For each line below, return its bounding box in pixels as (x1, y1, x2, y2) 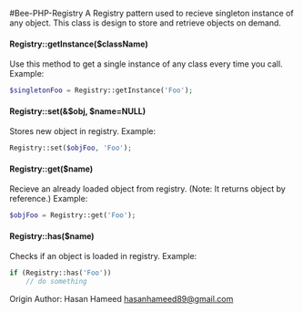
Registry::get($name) (9, 163, 94, 174)
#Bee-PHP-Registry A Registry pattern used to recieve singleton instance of (9, 8, 294, 18)
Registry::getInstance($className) (9, 38, 148, 49)
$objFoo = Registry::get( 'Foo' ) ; (9, 211, 136, 220)
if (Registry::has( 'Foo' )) (9, 268, 112, 277)
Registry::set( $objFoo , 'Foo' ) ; (9, 143, 132, 153)
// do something (25, 277, 88, 287)
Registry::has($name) (9, 230, 95, 241)
